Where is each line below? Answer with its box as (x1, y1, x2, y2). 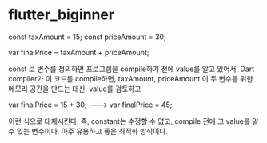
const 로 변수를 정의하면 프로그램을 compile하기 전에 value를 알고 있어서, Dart (8, 64, 254, 73)
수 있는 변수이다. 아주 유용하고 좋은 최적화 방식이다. (8, 126, 168, 136)
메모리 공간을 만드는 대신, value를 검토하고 (8, 84, 141, 93)
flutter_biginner (8, 6, 114, 24)
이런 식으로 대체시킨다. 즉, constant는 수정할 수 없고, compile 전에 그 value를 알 (8, 116, 259, 125)
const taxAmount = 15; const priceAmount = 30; (8, 32, 166, 42)
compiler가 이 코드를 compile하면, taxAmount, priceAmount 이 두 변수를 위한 (8, 73, 253, 83)
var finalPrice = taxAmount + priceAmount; (8, 47, 149, 57)
